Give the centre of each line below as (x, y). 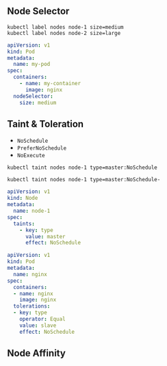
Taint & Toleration (46, 124)
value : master (46, 236)
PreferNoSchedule (42, 148)
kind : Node (23, 198)
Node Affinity (37, 353)
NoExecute (31, 156)
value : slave (38, 325)
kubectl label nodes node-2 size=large (64, 33)
